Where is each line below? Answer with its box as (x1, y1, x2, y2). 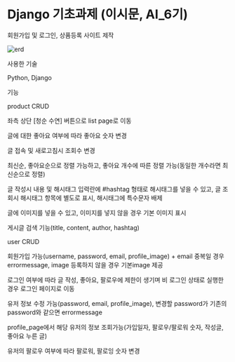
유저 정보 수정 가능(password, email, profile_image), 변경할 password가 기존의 (7, 299, 227, 307)
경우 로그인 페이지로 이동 (7, 284, 75, 293)
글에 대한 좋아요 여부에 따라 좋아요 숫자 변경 (7, 131, 128, 140)
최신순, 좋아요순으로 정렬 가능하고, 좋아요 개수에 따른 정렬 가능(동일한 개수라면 (7, 161, 221, 169)
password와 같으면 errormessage (7, 308, 103, 316)
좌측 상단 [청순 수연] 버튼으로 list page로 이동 (7, 116, 132, 125)
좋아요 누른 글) (7, 331, 48, 340)
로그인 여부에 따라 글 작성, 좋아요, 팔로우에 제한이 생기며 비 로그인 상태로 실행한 (7, 275, 224, 284)
